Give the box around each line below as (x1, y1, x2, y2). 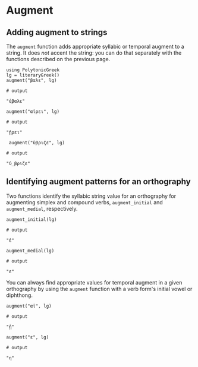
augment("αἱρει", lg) (6, 109, 60, 115)
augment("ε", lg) (6, 334, 49, 340)
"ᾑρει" (6, 129, 23, 135)
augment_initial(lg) (6, 216, 58, 223)
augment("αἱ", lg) (6, 303, 52, 309)
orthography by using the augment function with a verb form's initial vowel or (6, 285, 193, 292)
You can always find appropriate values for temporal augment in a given (6, 279, 183, 286)
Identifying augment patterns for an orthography (6, 176, 191, 187)
